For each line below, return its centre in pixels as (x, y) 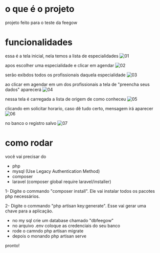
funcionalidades (39, 42)
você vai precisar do (26, 156)
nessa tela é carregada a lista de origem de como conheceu (66, 99)
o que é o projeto (40, 9)
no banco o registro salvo (31, 123)
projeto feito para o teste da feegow (41, 23)
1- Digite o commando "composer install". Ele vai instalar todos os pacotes (80, 191)
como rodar (29, 143)
